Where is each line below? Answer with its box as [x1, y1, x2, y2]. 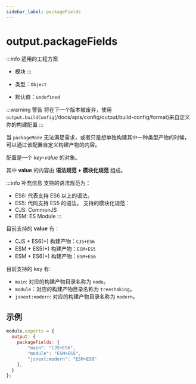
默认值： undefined [14, 93, 61, 100]
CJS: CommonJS [14, 206, 57, 213]
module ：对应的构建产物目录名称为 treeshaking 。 [14, 285, 135, 292]
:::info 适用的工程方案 [6, 55, 58, 62]
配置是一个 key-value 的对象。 [6, 154, 80, 161]
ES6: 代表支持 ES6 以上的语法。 [14, 192, 93, 199]
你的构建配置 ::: [6, 121, 44, 128]
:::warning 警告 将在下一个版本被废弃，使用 [6, 106, 112, 113]
